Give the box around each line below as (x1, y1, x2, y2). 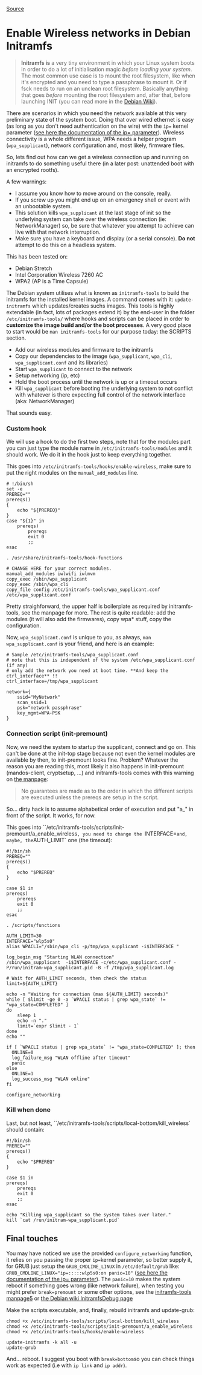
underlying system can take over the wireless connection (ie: (14, 215, 167, 223)
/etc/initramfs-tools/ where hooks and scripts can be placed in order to (6, 315, 190, 322)
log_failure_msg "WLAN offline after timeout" (11, 1055, 131, 1061)
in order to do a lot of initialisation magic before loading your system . (21, 65, 192, 73)
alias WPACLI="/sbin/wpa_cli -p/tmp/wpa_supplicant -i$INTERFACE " (6, 943, 180, 949)
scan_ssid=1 (17, 699, 47, 706)
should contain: (6, 1126, 45, 1133)
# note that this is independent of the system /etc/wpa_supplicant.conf (6, 657, 196, 664)
